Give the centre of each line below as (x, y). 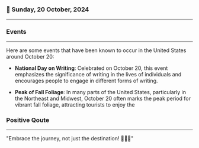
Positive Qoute (28, 120)
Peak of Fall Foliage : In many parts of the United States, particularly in (100, 92)
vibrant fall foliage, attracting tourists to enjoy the (75, 104)
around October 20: (30, 56)
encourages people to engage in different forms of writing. (86, 81)
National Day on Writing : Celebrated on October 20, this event (91, 68)
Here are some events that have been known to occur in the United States (96, 50)
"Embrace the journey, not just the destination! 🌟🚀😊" (70, 138)
